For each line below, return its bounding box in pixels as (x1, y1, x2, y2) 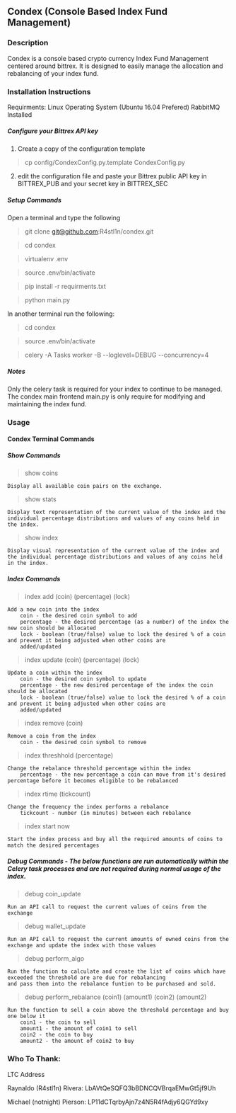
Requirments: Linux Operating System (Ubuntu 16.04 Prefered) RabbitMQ (7, 103, 220, 111)
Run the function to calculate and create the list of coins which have (7, 968, 226, 976)
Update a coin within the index (7, 669, 102, 677)
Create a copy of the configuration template (17, 144, 146, 153)
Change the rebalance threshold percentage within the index (7, 765, 191, 772)
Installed (7, 110, 33, 119)
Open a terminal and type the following (7, 213, 121, 222)
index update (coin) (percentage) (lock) (24, 656, 140, 664)
